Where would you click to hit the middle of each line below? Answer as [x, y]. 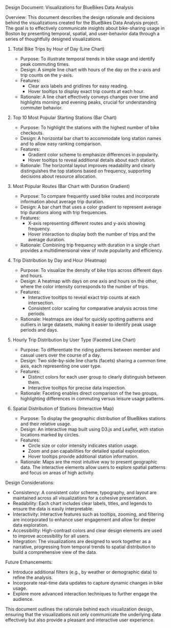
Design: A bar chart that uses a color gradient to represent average [91, 207]
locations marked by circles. [50, 435]
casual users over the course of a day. [60, 355]
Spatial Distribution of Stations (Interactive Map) [63, 409]
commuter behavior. [41, 108]
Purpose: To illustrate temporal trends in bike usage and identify [88, 59]
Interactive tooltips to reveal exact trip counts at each [84, 297]
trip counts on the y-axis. [46, 75]
